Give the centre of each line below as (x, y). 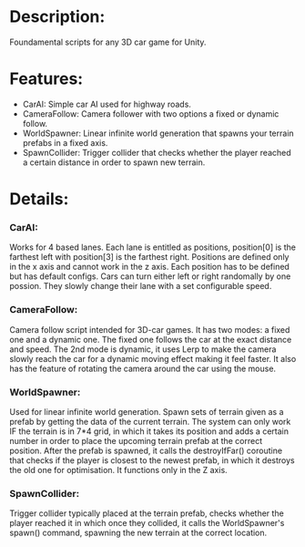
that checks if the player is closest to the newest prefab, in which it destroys (152, 460)
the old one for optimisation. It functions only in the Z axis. (118, 470)
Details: (39, 199)
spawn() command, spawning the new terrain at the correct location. (138, 533)
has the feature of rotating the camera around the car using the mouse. (142, 368)
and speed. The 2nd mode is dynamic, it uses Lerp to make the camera (143, 349)
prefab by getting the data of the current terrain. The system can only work (150, 421)
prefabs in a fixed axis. (65, 142)
